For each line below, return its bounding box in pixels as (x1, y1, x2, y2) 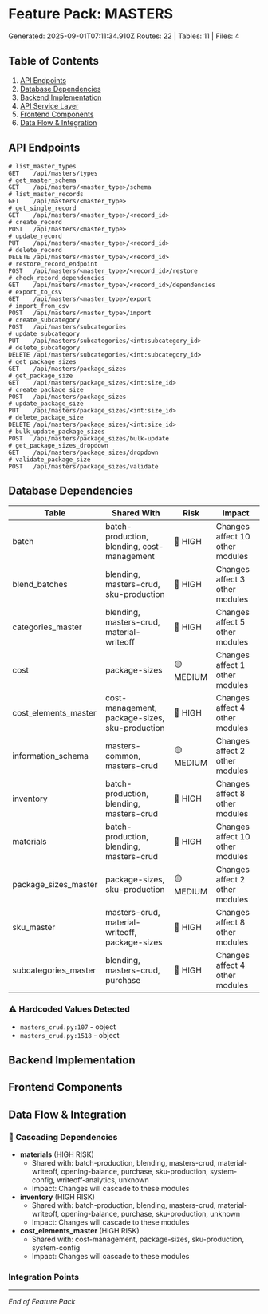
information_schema (12, 751, 89, 762)
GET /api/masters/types (8, 169, 98, 177)
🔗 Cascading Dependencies (8, 1131, 118, 1142)
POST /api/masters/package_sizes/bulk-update (8, 434, 170, 443)
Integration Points (8, 1272, 80, 1283)
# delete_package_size (8, 413, 84, 421)
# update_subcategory (8, 329, 81, 337)
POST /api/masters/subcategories (8, 322, 127, 331)
